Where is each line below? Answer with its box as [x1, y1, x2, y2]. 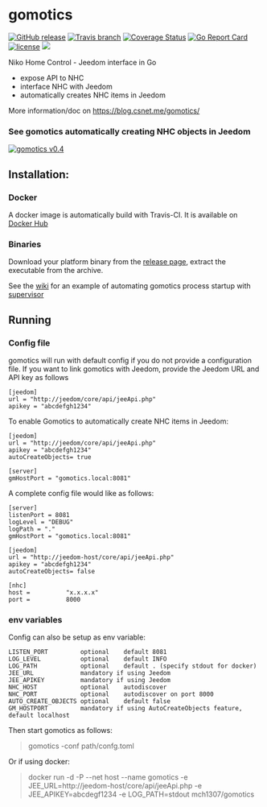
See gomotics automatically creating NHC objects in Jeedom [8, 126, 251, 137]
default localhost [8, 711, 70, 720]
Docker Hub [8, 218, 48, 228]
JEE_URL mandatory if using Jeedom [8, 669, 171, 677]
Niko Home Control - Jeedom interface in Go [8, 57, 157, 67]
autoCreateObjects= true [8, 453, 92, 461]
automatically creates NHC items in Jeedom [19, 90, 166, 100]
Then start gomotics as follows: [8, 726, 113, 735]
